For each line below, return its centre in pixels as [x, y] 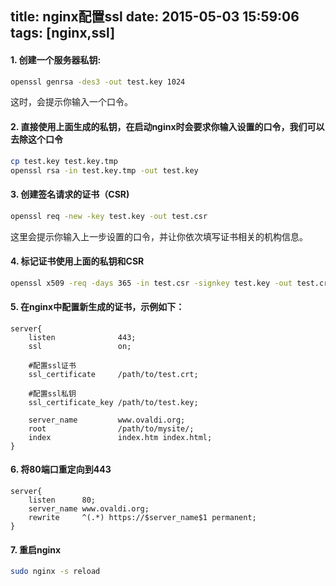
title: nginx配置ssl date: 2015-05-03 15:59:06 [155, 17]
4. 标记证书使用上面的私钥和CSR [77, 261]
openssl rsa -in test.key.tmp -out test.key [104, 170]
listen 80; [62, 500]
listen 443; [82, 337]
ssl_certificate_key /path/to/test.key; [113, 402]
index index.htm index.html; [120, 437]
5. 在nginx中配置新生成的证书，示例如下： [97, 307]
